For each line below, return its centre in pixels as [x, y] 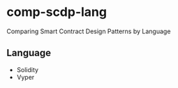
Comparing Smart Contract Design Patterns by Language [89, 31]
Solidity [28, 69]
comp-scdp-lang [57, 12]
